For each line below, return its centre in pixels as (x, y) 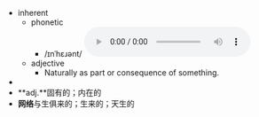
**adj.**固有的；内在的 (59, 93)
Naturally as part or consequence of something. (132, 73)
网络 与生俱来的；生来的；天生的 (76, 104)
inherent (33, 13)
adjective (47, 63)
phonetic (47, 22)
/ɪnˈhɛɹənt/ (63, 54)
